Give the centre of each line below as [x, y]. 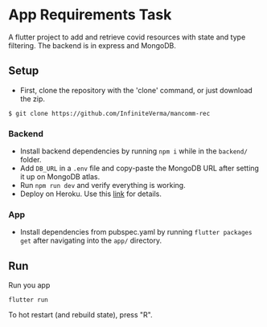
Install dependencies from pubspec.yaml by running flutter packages [136, 232]
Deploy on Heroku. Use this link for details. [91, 194]
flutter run [28, 300]
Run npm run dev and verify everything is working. [103, 186]
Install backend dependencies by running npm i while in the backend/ [133, 151]
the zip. [33, 99]
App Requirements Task [90, 15]
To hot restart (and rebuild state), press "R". [80, 315]
